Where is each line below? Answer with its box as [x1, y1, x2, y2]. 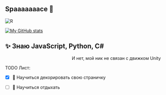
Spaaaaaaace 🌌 [5, 5, 54, 13]
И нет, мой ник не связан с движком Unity [71, 55, 161, 61]
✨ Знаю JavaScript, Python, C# [5, 42, 104, 50]
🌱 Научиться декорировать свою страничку [12, 74, 106, 80]
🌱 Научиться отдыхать [12, 84, 60, 90]
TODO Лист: [5, 65, 31, 71]
